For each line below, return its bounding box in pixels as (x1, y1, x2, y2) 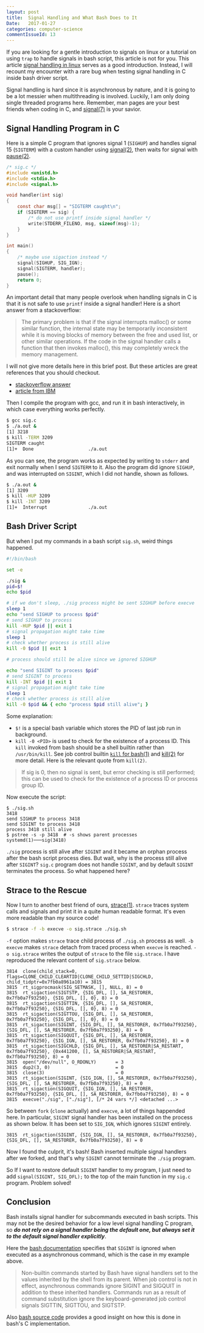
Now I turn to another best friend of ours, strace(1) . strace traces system (6, 901, 189, 908)
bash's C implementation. (6, 1320, 71, 1327)
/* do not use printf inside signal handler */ (28, 215, 151, 221)
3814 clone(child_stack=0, (6, 968, 78, 974)
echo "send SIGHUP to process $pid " (6, 611, 99, 617)
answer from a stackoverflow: (6, 306, 81, 314)
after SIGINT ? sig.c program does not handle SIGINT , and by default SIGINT (6, 861, 194, 868)
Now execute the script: (6, 794, 66, 801)
